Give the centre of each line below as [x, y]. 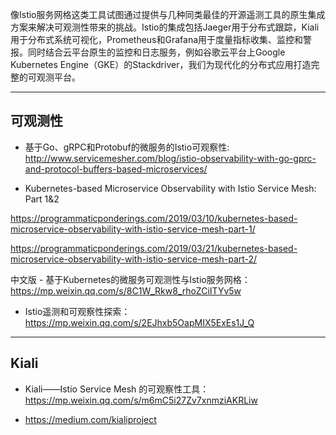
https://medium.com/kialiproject [90, 419]
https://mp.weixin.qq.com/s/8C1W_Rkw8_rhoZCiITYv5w [126, 290]
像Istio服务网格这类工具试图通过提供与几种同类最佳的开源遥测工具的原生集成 [168, 14]
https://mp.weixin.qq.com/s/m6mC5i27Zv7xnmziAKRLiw [141, 400]
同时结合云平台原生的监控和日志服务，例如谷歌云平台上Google [156, 52]
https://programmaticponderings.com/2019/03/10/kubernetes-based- [154, 218]
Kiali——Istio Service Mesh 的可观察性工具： [117, 389]
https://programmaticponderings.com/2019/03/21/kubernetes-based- [154, 248]
